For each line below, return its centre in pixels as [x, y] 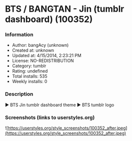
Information [19, 35]
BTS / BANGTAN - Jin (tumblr [65, 9]
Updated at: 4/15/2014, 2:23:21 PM [47, 56]
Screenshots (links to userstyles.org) [50, 117]
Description [19, 94]
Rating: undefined [30, 71]
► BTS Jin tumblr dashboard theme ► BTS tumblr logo [60, 105]
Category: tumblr [29, 66]
